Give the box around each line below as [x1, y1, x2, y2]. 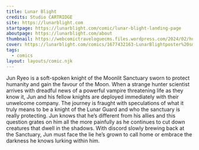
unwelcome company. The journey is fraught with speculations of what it [6, 99, 184, 106]
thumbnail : [6, 36, 33, 42]
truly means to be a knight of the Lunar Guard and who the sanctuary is [6, 106, 181, 113]
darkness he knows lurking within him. [6, 137, 100, 144]
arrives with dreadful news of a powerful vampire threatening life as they [6, 87, 184, 94]
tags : [6, 47, 20, 53]
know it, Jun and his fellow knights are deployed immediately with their [6, 93, 179, 100]
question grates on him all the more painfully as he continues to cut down [6, 118, 185, 125]
